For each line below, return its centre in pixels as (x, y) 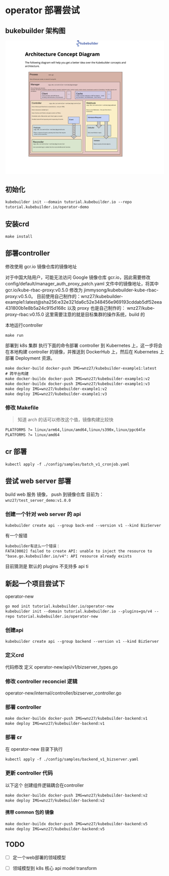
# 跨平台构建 (17, 374)
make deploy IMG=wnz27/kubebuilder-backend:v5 (55, 829)
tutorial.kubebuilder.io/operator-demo (47, 207)
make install (19, 236)
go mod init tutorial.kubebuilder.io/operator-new (60, 606)
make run (14, 335)
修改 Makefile (22, 408)
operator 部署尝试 (42, 10)
